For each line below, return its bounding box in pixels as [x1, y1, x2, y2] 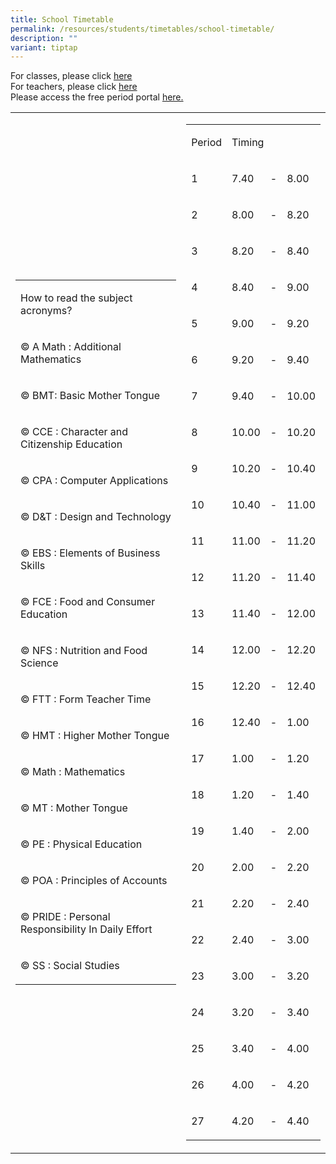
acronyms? [20, 304, 73, 318]
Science [20, 656, 59, 670]
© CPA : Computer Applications [20, 474, 169, 488]
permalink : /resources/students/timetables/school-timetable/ [10, 24, 275, 34]
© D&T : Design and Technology [20, 510, 172, 524]
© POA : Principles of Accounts [20, 874, 168, 888]
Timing [231, 136, 265, 150]
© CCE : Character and [20, 425, 129, 439]
